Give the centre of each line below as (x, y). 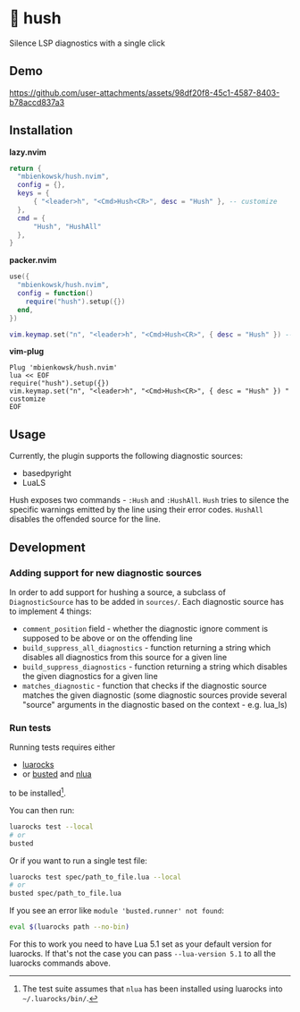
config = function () (55, 293)
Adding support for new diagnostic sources (106, 573)
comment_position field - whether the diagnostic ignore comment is (145, 628)
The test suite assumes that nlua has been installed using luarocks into (152, 989)
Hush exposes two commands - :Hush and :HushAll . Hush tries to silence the (149, 500)
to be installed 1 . (38, 792)
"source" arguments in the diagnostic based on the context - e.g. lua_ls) (154, 704)
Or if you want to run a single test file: (78, 860)
